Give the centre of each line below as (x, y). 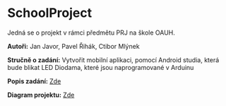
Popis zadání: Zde (34, 81)
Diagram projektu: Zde (41, 95)
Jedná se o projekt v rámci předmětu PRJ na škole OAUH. (91, 33)
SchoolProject (50, 13)
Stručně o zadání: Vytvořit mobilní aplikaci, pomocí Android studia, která (113, 60)
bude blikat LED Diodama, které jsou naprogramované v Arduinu (101, 67)
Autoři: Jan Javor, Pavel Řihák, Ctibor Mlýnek (73, 46)
